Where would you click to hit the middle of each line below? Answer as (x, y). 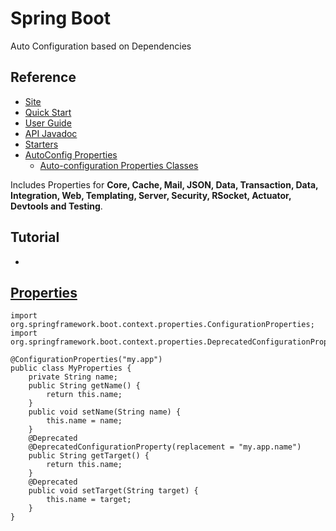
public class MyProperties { (71, 368)
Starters (41, 144)
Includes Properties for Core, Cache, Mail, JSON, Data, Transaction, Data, (164, 184)
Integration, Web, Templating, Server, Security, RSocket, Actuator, (151, 195)
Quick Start (48, 112)
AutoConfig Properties (71, 154)
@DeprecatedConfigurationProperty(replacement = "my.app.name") (165, 447)
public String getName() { (84, 386)
